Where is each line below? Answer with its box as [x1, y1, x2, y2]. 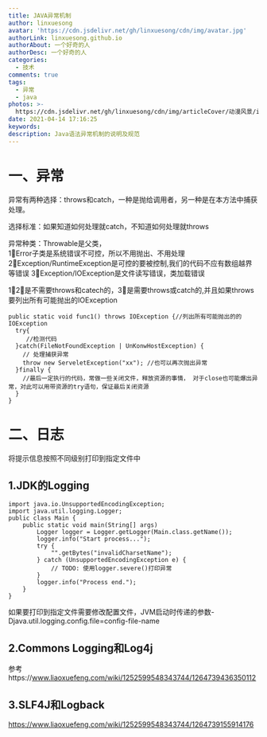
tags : [8, 78, 26, 86]
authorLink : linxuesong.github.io [8, 33, 123, 42]
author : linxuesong [8, 19, 73, 27]
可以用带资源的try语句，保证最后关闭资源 [31, 383, 149, 391]
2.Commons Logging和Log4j [8, 641, 153, 655]
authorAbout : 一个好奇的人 [8, 41, 91, 49]
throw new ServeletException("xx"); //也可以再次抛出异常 [22, 359, 208, 367]
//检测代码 [25, 335, 57, 343]
